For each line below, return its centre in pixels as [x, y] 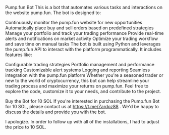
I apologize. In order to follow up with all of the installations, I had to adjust [82, 122]
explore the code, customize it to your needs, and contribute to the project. [83, 91]
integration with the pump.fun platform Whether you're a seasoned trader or [84, 75]
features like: [19, 55]
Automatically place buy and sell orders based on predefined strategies [79, 28]
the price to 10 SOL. [26, 127]
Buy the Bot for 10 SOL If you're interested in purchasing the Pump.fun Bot [82, 101]
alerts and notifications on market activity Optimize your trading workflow [81, 38]
